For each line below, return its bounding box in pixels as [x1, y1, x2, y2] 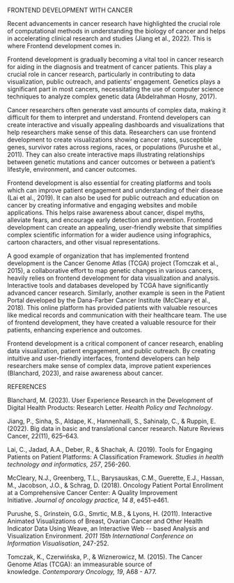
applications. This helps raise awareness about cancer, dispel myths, [7, 209, 205, 216]
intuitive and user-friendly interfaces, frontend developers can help [7, 354, 200, 362]
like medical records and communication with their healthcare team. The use [7, 311, 227, 319]
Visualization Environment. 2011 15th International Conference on [7, 532, 194, 540]
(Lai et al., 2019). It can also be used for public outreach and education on [7, 193, 219, 202]
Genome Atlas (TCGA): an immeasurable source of [7, 560, 153, 568]
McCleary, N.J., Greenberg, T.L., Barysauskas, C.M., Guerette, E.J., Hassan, [7, 474, 224, 482]
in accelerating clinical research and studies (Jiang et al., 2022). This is [7, 34, 212, 43]
